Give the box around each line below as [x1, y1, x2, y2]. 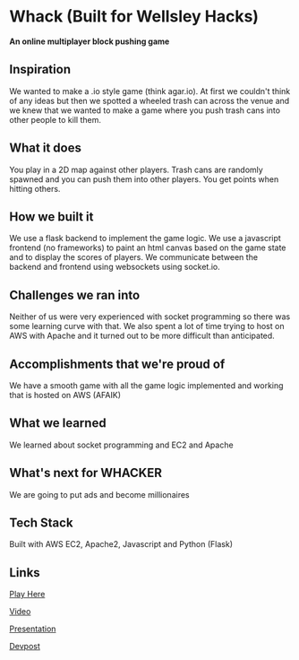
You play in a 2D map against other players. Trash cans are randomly [9, 164, 264, 175]
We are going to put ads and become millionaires [9, 489, 190, 499]
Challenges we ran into [9, 287, 141, 302]
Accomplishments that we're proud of [9, 356, 226, 371]
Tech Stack [9, 516, 73, 531]
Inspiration [9, 62, 72, 77]
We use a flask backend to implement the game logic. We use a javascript [9, 233, 282, 244]
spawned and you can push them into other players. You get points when [9, 173, 279, 185]
